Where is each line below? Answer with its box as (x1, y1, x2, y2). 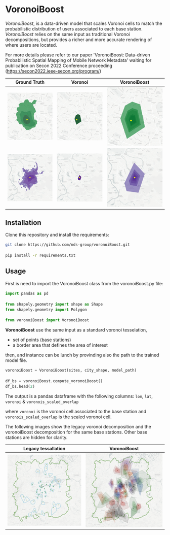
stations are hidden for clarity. (5, 434, 68, 440)
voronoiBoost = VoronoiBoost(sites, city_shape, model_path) (5, 368, 137, 373)
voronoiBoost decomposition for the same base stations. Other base (5, 429, 148, 435)
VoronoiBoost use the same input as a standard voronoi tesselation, (5, 327, 147, 333)
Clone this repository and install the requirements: (5, 232, 110, 238)
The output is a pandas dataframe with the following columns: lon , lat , (5, 393, 153, 399)
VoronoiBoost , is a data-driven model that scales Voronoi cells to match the (5, 20, 162, 26)
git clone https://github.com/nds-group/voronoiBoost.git (5, 242, 130, 247)
